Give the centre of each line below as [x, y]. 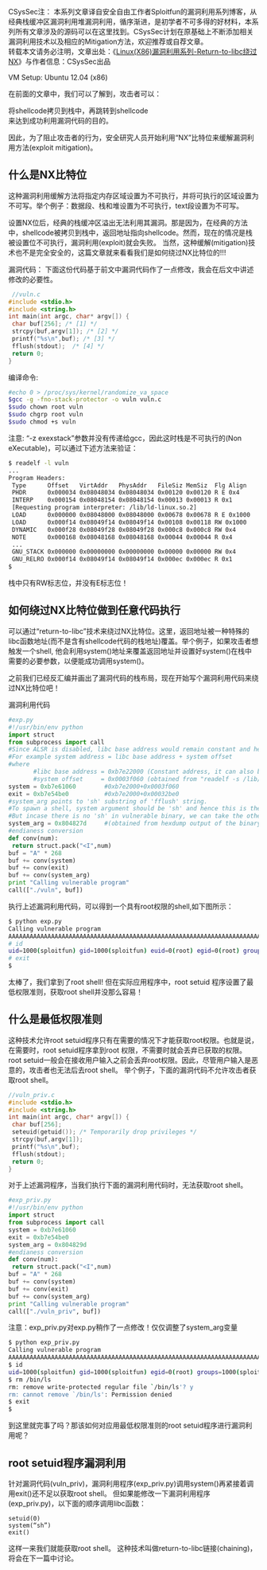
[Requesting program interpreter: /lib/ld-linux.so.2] [104, 508]
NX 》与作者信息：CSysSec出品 [60, 61]
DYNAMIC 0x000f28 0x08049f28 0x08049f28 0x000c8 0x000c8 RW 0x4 [124, 529]
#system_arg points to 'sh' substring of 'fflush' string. [108, 801]
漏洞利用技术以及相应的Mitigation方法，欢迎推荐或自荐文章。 [108, 41]
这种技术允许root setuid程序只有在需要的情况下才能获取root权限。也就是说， [133, 1040]
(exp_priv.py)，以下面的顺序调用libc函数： [77, 1504]
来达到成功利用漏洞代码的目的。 [60, 121]
